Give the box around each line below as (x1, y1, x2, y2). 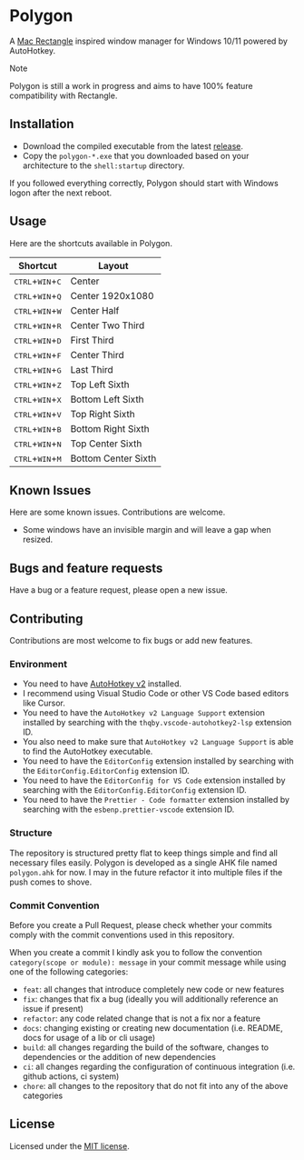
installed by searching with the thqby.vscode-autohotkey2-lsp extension (22, 717, 292, 728)
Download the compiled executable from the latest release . (22, 140, 243, 151)
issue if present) (22, 1003, 84, 1014)
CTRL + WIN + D (14, 334, 62, 346)
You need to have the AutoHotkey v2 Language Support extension (22, 707, 266, 718)
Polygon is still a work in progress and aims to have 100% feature (9, 80, 253, 91)
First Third (70, 334, 114, 346)
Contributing (9, 611, 83, 626)
